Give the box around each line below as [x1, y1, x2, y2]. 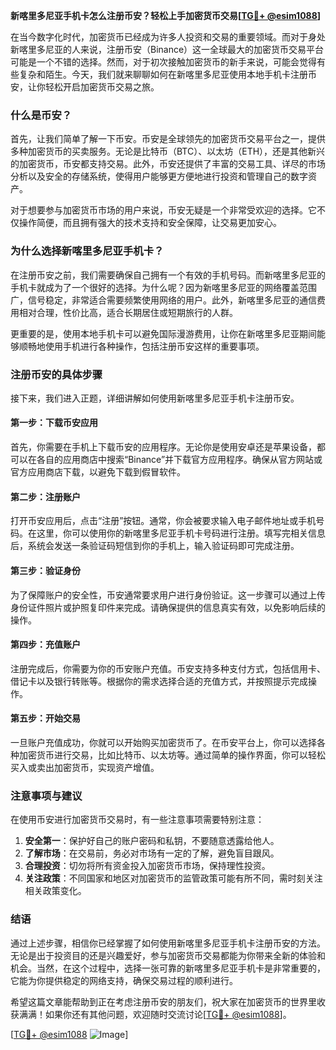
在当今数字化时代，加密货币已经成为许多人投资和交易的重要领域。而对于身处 [10, 31, 326, 43]
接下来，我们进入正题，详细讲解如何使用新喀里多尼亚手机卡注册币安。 [10, 392, 300, 404]
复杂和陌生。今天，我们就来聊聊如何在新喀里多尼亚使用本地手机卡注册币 [18, 69, 317, 80]
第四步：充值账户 [10, 639, 81, 651]
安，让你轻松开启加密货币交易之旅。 [10, 81, 160, 93]
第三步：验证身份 [10, 564, 81, 576]
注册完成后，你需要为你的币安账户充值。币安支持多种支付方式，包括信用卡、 [10, 662, 326, 674]
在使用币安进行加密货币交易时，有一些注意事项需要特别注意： [10, 814, 265, 826]
